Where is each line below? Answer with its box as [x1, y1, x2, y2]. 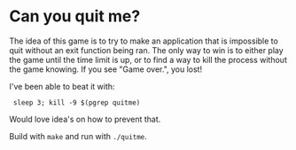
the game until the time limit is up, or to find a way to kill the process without [9, 54, 288, 65]
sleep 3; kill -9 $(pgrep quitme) [12, 98, 141, 107]
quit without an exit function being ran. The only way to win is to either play [9, 44, 284, 55]
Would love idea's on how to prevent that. [9, 114, 161, 124]
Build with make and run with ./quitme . [9, 130, 148, 141]
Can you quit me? [9, 6, 141, 27]
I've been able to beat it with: [9, 81, 115, 91]
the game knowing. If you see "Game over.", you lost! [9, 64, 202, 75]
